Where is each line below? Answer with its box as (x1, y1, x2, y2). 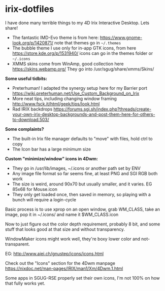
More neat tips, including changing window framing (12, 95, 117, 102)
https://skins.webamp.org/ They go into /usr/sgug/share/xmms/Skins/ (12, 66, 154, 72)
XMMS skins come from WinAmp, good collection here (12, 61, 124, 67)
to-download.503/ (12, 116, 49, 122)
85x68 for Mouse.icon (12, 186, 58, 192)
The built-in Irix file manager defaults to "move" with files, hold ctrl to (12, 136, 153, 142)
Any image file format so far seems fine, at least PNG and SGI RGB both (12, 170, 158, 176)
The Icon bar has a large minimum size (12, 146, 91, 152)
